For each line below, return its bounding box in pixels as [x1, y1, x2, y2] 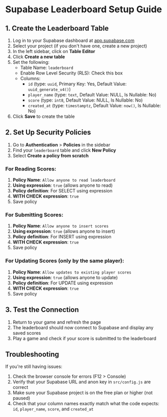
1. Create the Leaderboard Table [5, 24, 109, 33]
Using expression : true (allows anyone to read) [12, 182, 113, 188]
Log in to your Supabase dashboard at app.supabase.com [12, 37, 135, 43]
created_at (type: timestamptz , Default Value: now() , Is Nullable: [27, 103, 161, 108]
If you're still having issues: [5, 363, 63, 370]
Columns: [20, 76, 41, 81]
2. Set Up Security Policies [5, 128, 91, 137]
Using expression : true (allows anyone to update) [12, 274, 118, 280]
